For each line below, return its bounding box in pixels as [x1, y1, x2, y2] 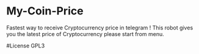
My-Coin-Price [6, 4, 84, 18]
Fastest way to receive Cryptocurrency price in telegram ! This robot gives [6, 24, 194, 31]
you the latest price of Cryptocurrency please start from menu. [6, 30, 165, 37]
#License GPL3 [6, 42, 45, 49]
